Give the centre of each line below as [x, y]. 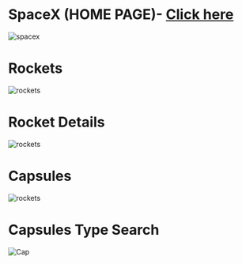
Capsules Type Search [84, 230]
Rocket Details [57, 122]
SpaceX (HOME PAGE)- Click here [121, 15]
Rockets [36, 68]
